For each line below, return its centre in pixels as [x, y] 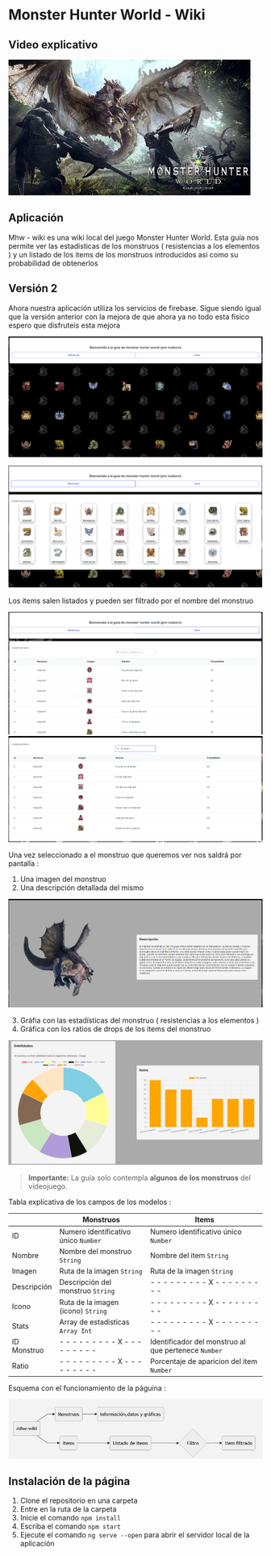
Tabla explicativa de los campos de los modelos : [90, 1202]
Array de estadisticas [94, 1322]
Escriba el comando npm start [70, 1526]
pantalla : [23, 864]
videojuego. [48, 1186]
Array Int [76, 1331]
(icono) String [83, 1311]
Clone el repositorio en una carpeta [79, 1501]
